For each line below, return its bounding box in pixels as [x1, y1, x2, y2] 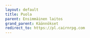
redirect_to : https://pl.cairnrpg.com [5, 26, 85, 31]
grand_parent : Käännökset [5, 21, 58, 26]
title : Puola [5, 12, 32, 17]
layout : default [5, 7, 39, 12]
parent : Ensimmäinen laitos [5, 16, 63, 21]
